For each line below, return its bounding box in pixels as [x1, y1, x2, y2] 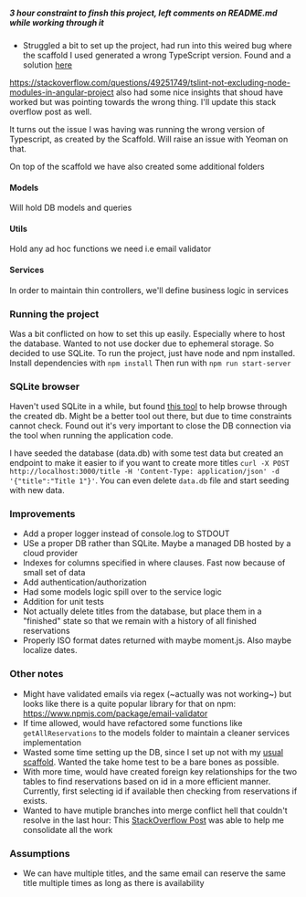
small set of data [22, 567, 86, 578]
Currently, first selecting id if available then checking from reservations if [22, 786, 298, 797]
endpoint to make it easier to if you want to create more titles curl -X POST [9, 458, 290, 469]
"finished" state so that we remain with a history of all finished [22, 616, 258, 627]
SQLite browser [9, 380, 80, 393]
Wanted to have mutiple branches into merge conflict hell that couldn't [22, 805, 288, 816]
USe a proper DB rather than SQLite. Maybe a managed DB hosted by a [22, 538, 291, 549]
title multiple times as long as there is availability [22, 878, 205, 889]
